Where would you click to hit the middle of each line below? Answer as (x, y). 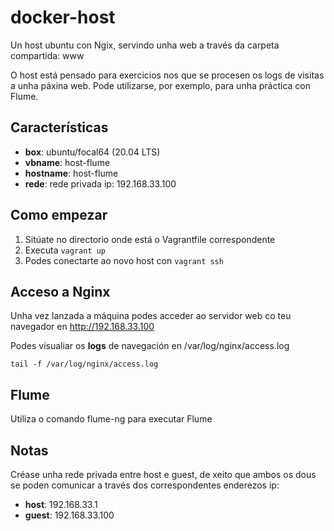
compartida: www (47, 55)
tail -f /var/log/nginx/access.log (84, 364)
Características (59, 127)
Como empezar (59, 215)
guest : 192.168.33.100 (69, 515)
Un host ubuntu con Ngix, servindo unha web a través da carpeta (145, 45)
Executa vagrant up (65, 250)
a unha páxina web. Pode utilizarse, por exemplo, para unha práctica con (160, 85)
